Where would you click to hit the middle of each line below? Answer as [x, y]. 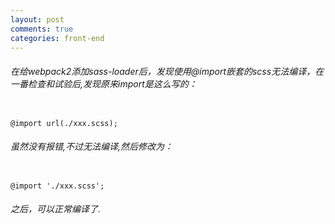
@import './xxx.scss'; [57, 186]
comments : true [42, 29]
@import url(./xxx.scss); [64, 123]
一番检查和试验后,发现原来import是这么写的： [104, 83]
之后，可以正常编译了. [56, 209]
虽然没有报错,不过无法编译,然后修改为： [92, 147]
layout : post [37, 19]
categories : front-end [57, 38]
